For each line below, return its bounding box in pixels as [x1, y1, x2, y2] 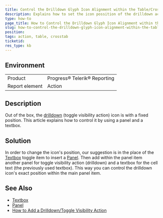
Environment [5, 61, 45, 69]
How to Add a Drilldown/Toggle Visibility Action [12, 207, 107, 213]
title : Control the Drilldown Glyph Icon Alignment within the [5, 7, 136, 12]
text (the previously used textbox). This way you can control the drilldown [5, 165, 152, 171]
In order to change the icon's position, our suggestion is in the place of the [5, 150, 154, 155]
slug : [5, 25, 16, 30]
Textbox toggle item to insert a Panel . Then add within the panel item [5, 155, 143, 161]
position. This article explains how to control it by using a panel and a [5, 117, 143, 123]
